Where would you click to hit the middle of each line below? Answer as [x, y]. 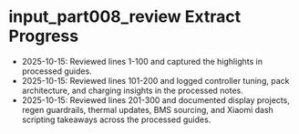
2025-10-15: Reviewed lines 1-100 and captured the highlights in [142, 61]
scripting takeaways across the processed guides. [116, 119]
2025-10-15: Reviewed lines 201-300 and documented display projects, [156, 100]
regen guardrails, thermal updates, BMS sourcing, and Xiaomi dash [148, 109]
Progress [44, 36]
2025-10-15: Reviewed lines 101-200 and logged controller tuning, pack [155, 80]
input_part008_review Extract [125, 17]
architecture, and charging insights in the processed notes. [132, 90]
